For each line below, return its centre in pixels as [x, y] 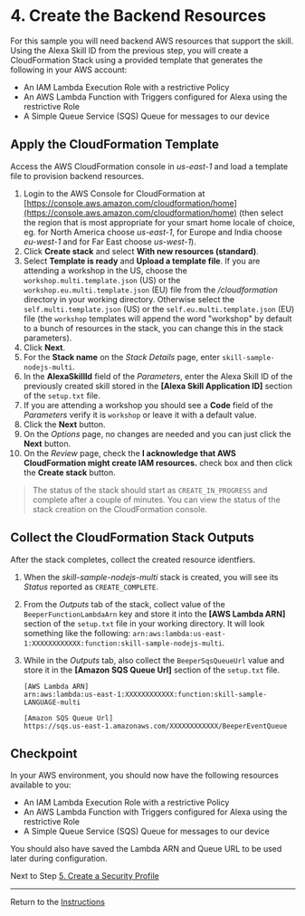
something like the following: [77, 633]
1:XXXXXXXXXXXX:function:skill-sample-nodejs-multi [123, 644]
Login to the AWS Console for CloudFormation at [114, 193]
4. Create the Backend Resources [138, 16]
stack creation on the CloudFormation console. [119, 509]
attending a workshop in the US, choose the [105, 270]
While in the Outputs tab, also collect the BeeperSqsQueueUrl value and [154, 660]
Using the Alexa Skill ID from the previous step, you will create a [129, 50]
